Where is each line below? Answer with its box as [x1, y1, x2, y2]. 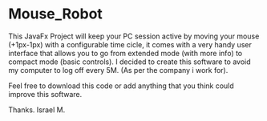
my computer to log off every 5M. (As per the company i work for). [8, 65, 229, 75]
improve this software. [8, 89, 83, 99]
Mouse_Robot [8, 5, 103, 23]
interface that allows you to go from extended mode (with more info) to [8, 48, 243, 58]
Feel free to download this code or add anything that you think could [8, 81, 234, 91]
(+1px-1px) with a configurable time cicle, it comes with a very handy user [8, 39, 253, 49]
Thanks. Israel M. [8, 105, 66, 115]
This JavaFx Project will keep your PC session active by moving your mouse [8, 31, 260, 41]
